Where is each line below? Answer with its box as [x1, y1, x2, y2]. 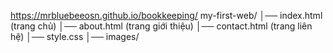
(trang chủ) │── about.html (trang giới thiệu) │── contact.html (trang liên [10, 20, 313, 32]
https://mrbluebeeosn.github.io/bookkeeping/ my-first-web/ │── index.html [10, 10, 323, 21]
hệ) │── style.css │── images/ [10, 31, 140, 42]
